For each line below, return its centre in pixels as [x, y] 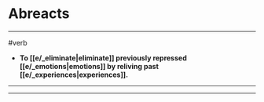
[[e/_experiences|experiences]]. [73, 75]
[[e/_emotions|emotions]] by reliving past [89, 66]
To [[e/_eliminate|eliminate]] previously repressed [103, 58]
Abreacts [39, 14]
